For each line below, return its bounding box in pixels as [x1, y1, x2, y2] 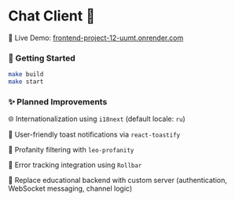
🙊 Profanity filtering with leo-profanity [8, 145, 134, 155]
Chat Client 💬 [8, 7, 96, 25]
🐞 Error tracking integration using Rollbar [8, 160, 142, 170]
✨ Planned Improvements [8, 96, 108, 107]
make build [8, 71, 44, 79]
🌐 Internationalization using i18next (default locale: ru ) [8, 114, 186, 124]
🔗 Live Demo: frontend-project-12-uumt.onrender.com [8, 33, 184, 42]
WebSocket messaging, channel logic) [8, 184, 132, 193]
